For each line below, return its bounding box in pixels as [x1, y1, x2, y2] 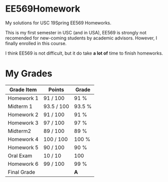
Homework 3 [8, 119, 39, 126]
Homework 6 [8, 160, 39, 167]
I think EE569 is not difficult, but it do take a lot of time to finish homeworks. [5, 50, 163, 56]
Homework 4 [8, 135, 39, 143]
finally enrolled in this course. [5, 40, 67, 46]
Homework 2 [8, 111, 39, 118]
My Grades [5, 68, 53, 79]
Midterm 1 [8, 103, 33, 110]
